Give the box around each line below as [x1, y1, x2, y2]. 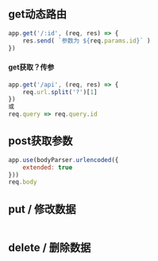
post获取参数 [8, 134, 73, 148]
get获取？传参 [8, 62, 55, 72]
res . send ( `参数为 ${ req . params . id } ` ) [22, 37, 151, 45]
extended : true [22, 163, 73, 172]
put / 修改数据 [8, 202, 77, 216]
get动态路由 [8, 7, 67, 22]
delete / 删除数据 [8, 240, 91, 254]
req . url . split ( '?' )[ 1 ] [22, 88, 98, 96]
